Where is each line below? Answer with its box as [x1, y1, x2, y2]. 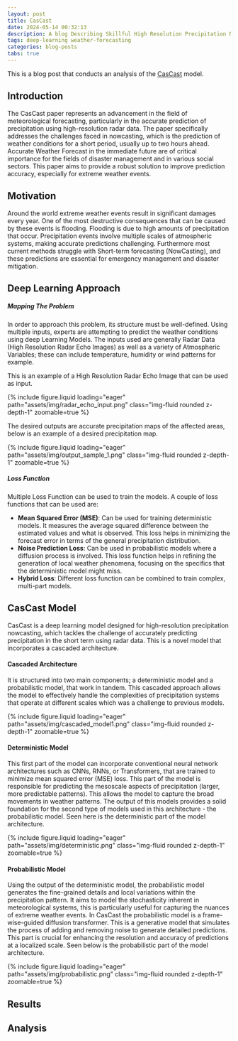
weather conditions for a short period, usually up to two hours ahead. [7, 139, 210, 148]
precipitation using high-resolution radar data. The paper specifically [7, 124, 208, 132]
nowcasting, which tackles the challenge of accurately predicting [7, 628, 198, 637]
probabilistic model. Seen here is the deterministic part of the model [7, 812, 206, 821]
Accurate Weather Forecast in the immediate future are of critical [7, 146, 197, 155]
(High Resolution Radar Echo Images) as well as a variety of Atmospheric [7, 342, 221, 351]
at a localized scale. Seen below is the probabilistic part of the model [7, 941, 209, 949]
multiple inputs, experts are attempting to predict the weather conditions [7, 328, 218, 336]
